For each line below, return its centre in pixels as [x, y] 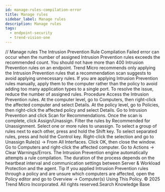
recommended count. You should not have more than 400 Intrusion [74, 62]
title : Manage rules [27, 14]
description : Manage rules [33, 24]
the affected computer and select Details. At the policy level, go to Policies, [82, 105]
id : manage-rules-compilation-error [43, 10]
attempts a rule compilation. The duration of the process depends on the [80, 158]
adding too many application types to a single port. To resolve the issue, [79, 89]
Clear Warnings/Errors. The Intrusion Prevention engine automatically [77, 152]
